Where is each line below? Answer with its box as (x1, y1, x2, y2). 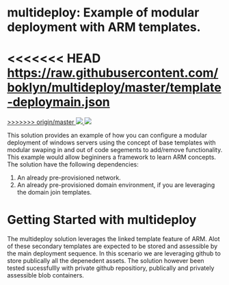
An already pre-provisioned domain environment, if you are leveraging (16, 181, 215, 189)
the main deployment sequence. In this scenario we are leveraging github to (7, 249, 221, 258)
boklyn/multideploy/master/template (7, 80, 222, 95)
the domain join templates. (16, 188, 92, 197)
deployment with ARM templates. (7, 19, 201, 35)
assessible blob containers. (7, 271, 84, 280)
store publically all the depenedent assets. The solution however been (7, 257, 204, 265)
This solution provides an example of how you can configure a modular (7, 132, 207, 140)
